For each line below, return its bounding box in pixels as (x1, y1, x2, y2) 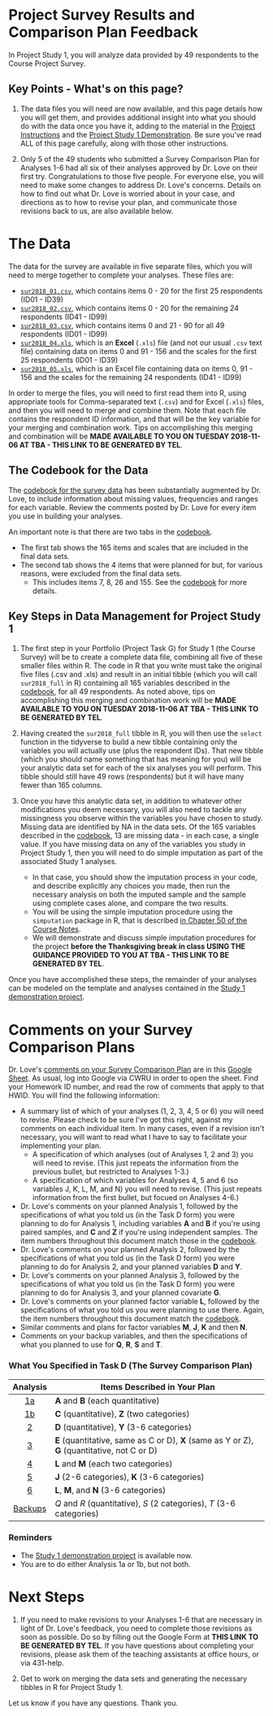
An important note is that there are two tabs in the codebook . (8, 526, 213, 536)
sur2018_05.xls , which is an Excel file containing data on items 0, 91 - (19, 364, 253, 373)
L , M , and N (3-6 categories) (54, 1484, 167, 1495)
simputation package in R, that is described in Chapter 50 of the (32, 915, 248, 925)
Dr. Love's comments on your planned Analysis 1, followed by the (19, 1202, 238, 1212)
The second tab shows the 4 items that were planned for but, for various (19, 560, 263, 570)
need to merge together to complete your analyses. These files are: (8, 270, 234, 280)
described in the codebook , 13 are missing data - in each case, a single (19, 831, 259, 841)
